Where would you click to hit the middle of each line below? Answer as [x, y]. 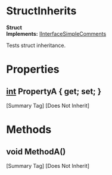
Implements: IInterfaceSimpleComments [56, 33]
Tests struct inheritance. [36, 45]
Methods [29, 130]
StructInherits [41, 11]
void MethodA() [36, 151]
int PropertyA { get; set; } [54, 91]
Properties [33, 69]
